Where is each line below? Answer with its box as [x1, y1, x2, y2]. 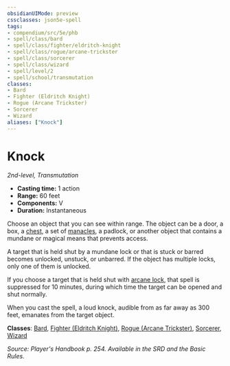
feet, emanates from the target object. [7, 311, 115, 319]
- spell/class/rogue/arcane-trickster [7, 49, 118, 56]
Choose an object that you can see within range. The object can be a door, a [7, 219, 224, 228]
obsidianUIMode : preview [7, 10, 78, 17]
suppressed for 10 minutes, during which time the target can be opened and [7, 283, 222, 291]
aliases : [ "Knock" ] [7, 118, 63, 126]
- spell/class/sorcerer [7, 55, 76, 62]
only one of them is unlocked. [7, 262, 91, 270]
